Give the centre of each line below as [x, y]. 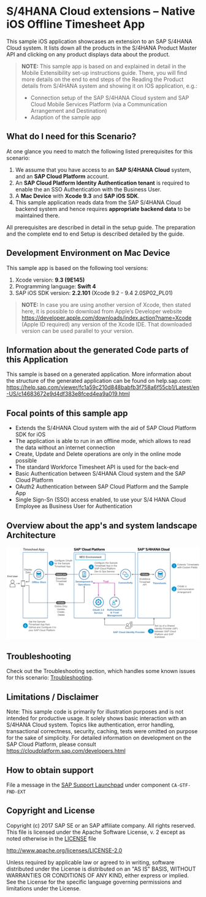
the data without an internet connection [65, 448]
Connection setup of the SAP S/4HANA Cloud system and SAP [110, 98]
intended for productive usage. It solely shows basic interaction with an [97, 718]
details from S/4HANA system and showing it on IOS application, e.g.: [109, 86]
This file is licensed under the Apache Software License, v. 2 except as [96, 832]
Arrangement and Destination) [69, 110]
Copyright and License [51, 811]
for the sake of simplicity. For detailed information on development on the [99, 738]
